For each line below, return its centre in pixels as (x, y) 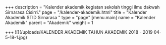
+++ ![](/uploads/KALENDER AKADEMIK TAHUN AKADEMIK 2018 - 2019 (79, 32)
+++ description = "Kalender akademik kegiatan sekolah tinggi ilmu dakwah (83, 7)
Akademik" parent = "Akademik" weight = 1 (49, 22)
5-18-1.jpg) (16, 37)
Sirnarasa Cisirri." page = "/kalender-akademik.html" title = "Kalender (76, 12)
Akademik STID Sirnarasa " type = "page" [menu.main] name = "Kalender (80, 17)
